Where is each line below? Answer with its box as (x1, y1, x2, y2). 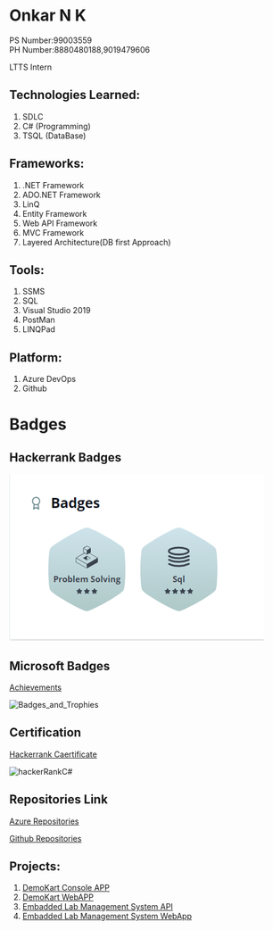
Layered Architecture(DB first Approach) (21, 237, 171, 247)
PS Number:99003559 (9, 35, 92, 46)
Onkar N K (9, 5, 87, 26)
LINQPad (21, 324, 56, 335)
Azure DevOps (21, 374, 77, 385)
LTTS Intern (9, 62, 52, 72)
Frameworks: (9, 156, 85, 171)
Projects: (9, 859, 61, 875)
